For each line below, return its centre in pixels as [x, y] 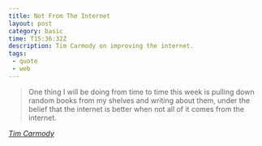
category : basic [36, 31]
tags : [17, 54]
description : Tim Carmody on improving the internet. [101, 46]
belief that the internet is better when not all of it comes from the [136, 109]
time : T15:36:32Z [38, 39]
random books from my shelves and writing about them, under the [139, 100]
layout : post [30, 24]
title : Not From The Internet [60, 16]
